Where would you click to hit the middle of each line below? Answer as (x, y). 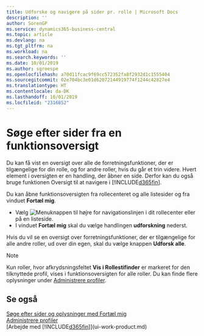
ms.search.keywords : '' (37, 57)
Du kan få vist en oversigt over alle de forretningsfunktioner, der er (90, 163)
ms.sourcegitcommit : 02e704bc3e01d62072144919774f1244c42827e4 (88, 80)
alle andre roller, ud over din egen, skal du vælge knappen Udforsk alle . (96, 243)
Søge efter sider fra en (64, 133)
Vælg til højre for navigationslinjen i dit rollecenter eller (105, 212)
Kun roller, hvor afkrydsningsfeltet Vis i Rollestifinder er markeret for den (98, 267)
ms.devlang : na (26, 40)
